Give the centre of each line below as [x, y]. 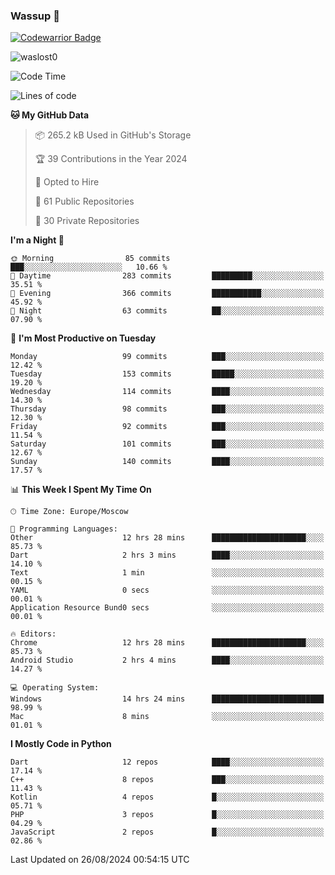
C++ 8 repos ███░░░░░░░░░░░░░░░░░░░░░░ [167, 780]
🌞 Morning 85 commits [90, 259]
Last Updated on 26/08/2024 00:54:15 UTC [100, 860]
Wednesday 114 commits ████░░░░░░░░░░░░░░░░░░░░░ [167, 392]
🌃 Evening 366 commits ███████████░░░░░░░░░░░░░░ [167, 294]
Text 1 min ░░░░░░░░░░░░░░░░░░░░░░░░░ [167, 573]
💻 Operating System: [55, 688]
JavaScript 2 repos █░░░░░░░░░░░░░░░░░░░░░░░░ [167, 832]
